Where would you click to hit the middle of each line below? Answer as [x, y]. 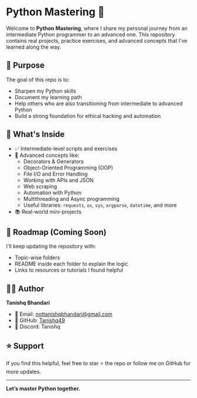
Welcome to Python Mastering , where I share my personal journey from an [97, 28]
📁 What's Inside [35, 134]
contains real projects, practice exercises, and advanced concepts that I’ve [97, 41]
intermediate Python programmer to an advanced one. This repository [91, 34]
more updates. [24, 372]
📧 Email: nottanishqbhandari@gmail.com [63, 314]
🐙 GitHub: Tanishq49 [40, 321]
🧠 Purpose [26, 65]
